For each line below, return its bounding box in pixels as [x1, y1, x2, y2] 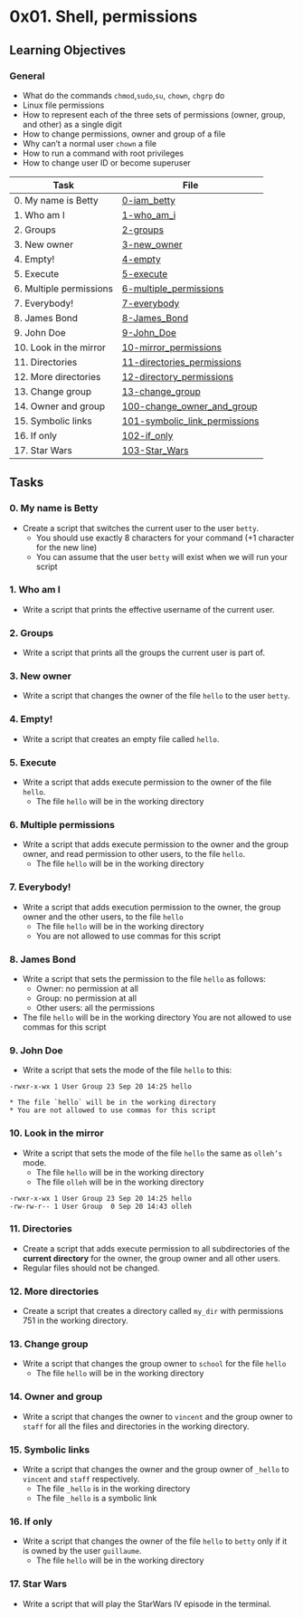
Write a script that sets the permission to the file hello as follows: [22, 973, 267, 984]
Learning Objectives [9, 43, 127, 58]
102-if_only [121, 429, 174, 442]
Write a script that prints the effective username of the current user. [22, 604, 275, 614]
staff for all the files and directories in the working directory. [22, 1421, 251, 1432]
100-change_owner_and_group [121, 400, 258, 413]
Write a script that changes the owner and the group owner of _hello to [22, 1464, 289, 1475]
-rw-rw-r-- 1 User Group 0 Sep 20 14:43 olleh [9, 1202, 193, 1211]
